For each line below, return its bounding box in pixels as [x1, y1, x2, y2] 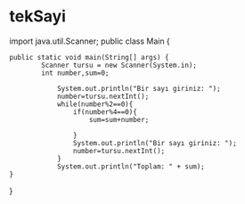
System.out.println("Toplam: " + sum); [56, 162, 205, 171]
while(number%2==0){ [56, 100, 134, 109]
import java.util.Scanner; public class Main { [9, 36, 171, 46]
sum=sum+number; [88, 115, 150, 124]
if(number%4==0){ [72, 107, 138, 117]
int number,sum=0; [41, 69, 110, 78]
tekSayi [9, 6, 67, 27]
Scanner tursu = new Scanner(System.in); [41, 61, 198, 69]
